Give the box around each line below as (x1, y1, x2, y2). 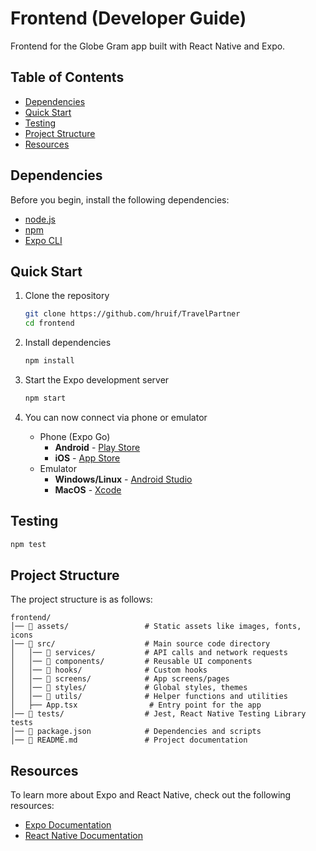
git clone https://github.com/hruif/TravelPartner (24, 309, 241, 319)
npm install (24, 356, 75, 366)
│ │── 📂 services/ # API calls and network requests (10, 648, 288, 658)
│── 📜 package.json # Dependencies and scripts (10, 727, 262, 737)
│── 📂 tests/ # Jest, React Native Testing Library (10, 709, 307, 719)
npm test (10, 539, 47, 549)
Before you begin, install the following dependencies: (10, 193, 230, 206)
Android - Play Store (54, 441, 141, 453)
